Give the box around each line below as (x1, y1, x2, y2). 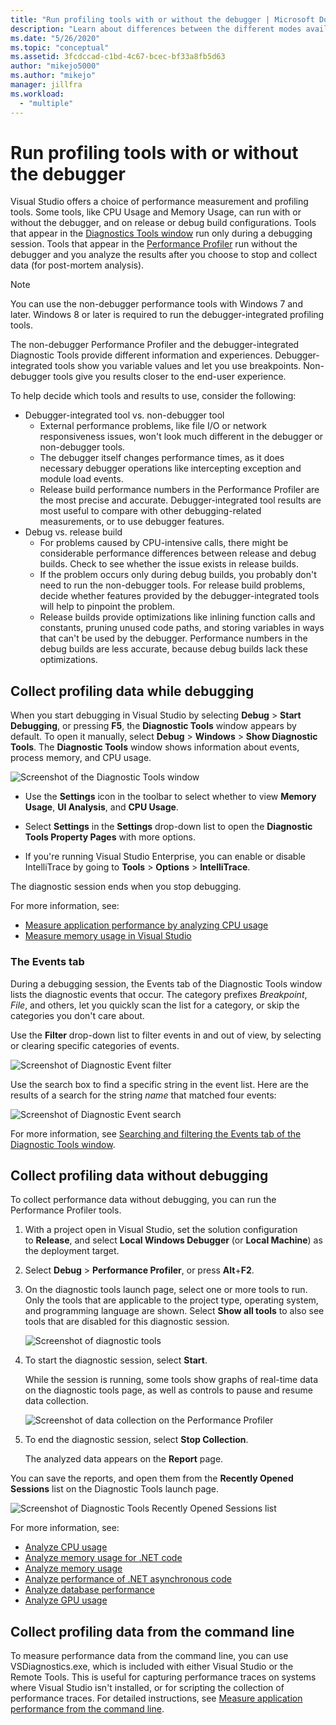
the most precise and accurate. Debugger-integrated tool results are (39, 494, 322, 506)
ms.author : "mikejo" (10, 71, 97, 81)
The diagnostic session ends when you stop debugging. (10, 881, 242, 893)
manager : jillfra (10, 80, 83, 90)
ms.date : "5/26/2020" (10, 33, 101, 43)
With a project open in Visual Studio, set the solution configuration (24, 1224, 298, 1236)
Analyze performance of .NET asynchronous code (24, 1573, 232, 1585)
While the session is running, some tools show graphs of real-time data (24, 1374, 319, 1386)
